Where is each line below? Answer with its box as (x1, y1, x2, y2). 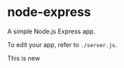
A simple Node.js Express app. (7, 27, 96, 35)
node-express (7, 4, 91, 20)
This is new (7, 53, 41, 62)
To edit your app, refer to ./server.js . (7, 40, 118, 49)
